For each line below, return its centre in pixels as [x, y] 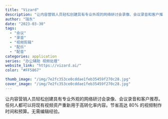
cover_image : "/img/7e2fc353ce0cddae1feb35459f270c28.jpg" [68, 84]
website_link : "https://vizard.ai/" [43, 65]
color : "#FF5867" [23, 70]
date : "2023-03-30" [25, 24]
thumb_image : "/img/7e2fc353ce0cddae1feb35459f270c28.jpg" [68, 79]
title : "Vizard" [22, 10]
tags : [11, 28]
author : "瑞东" [20, 19]
